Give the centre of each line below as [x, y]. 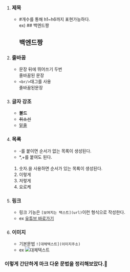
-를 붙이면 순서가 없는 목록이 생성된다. [55, 151]
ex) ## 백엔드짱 [34, 25]
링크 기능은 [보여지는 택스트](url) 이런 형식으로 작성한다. [72, 212]
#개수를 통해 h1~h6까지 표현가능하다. [54, 19]
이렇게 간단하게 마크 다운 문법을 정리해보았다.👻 [56, 264]
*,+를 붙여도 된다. [35, 157]
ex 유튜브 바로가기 [36, 218]
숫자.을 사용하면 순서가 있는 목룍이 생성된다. [61, 168]
